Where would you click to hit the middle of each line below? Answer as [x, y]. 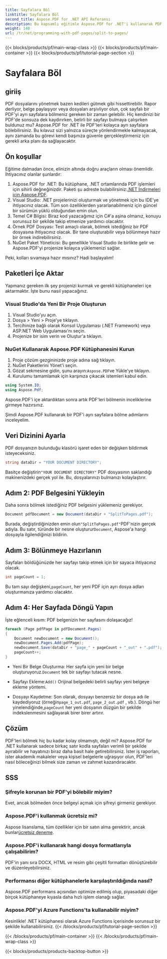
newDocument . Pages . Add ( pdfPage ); [49, 643]
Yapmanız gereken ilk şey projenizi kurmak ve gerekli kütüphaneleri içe [78, 285]
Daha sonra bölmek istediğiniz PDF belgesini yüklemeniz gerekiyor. [74, 505]
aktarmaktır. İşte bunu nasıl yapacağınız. [47, 291]
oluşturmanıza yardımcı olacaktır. [39, 592]
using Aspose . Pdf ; [24, 390]
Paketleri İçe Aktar [34, 273]
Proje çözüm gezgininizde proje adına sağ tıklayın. [64, 360]
